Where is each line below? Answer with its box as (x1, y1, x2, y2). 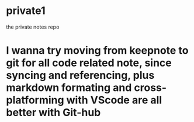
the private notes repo (6, 23, 60, 30)
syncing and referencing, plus (6, 69, 155, 82)
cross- (134, 81, 167, 95)
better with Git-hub (6, 106, 101, 119)
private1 (6, 4, 46, 18)
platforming (6, 93, 64, 107)
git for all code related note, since (6, 57, 172, 69)
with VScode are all (66, 93, 162, 107)
